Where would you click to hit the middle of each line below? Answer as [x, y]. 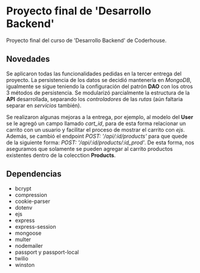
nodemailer [29, 245]
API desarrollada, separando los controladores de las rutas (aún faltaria [95, 99]
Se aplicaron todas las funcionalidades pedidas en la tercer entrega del [94, 74]
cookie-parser [32, 201]
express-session [35, 226]
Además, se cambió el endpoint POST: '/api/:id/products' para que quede [97, 136]
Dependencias [34, 174]
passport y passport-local [47, 252]
